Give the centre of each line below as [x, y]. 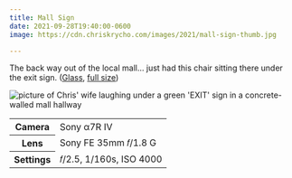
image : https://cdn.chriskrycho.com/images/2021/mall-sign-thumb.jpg [143, 34]
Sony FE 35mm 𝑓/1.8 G [108, 143]
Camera [32, 127]
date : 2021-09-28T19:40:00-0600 [70, 26]
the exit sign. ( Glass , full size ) [64, 78]
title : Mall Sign [42, 18]
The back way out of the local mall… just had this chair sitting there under [146, 68]
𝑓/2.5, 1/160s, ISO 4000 [111, 159]
